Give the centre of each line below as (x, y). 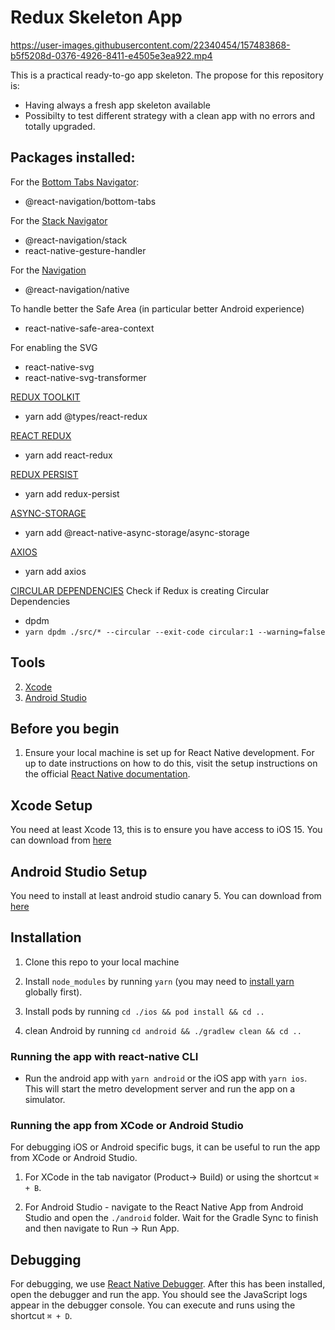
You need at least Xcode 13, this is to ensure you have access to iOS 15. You (166, 830)
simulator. (45, 1100)
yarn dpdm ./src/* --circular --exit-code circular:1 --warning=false (175, 632)
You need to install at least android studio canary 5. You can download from (166, 895)
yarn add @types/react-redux (86, 416)
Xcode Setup (51, 805)
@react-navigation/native (77, 289)
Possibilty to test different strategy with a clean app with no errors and (170, 115)
